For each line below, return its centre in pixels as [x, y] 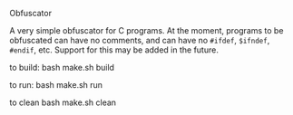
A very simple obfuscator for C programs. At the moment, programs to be [146, 30]
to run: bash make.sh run [56, 85]
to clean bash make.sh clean [63, 102]
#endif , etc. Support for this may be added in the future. [114, 50]
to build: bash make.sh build [62, 67]
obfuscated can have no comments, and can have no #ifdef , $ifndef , [140, 40]
